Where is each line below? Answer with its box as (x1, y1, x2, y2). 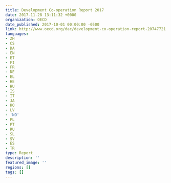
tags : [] (5, 170, 24, 175)
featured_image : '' (5, 160, 47, 165)
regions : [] (5, 165, 31, 170)
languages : (5, 31, 29, 36)
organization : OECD (5, 17, 47, 22)
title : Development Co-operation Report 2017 (5, 7, 104, 13)
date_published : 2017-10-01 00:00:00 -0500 (5, 22, 100, 27)
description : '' (5, 155, 40, 160)
